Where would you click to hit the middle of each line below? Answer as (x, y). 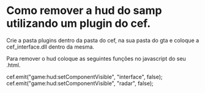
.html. (13, 65)
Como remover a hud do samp (84, 11)
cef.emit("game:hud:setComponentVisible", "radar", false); (80, 83)
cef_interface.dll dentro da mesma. (50, 47)
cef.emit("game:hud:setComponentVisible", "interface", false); (85, 77)
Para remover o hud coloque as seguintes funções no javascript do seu (96, 58)
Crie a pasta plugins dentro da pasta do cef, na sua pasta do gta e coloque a (103, 40)
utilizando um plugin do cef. (79, 23)
